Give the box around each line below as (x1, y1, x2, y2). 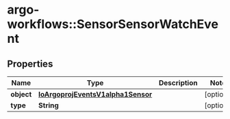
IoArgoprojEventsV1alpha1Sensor (38, 90, 153, 99)
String (38, 101, 60, 110)
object (10, 90, 32, 99)
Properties (7, 58, 53, 69)
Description (158, 78, 198, 87)
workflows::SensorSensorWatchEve (7, 16, 219, 32)
